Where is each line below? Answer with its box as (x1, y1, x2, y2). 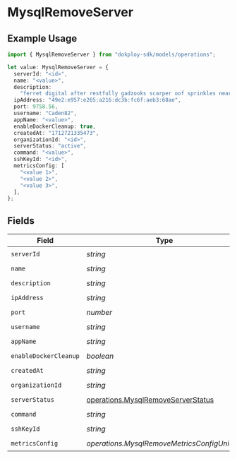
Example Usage (7, 32, 78, 44)
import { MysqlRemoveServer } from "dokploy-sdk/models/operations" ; (7, 51, 217, 58)
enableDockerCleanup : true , (13, 123, 97, 130)
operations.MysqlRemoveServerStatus (86, 395, 214, 405)
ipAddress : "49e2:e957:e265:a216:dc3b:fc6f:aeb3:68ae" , (13, 97, 181, 104)
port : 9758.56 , (13, 103, 59, 110)
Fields (7, 215, 35, 227)
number (86, 307, 113, 317)
